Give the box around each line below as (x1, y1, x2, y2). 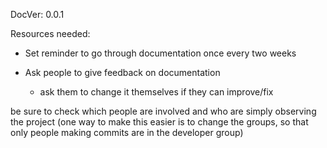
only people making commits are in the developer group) (10, 127, 244, 138)
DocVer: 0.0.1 (10, 9, 65, 20)
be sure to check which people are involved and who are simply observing (10, 105, 317, 117)
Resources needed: (10, 28, 91, 39)
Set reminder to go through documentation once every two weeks (24, 47, 297, 59)
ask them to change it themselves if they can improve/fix (39, 86, 274, 98)
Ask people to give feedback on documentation (24, 67, 221, 78)
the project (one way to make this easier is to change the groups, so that (10, 116, 309, 128)
